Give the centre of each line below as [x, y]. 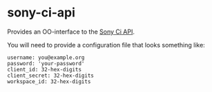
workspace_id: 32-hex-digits [49, 81]
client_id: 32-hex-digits [44, 69]
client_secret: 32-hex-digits [51, 76]
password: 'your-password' [46, 63]
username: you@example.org [46, 57]
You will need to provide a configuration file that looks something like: [106, 45]
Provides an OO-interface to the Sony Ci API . [71, 32]
